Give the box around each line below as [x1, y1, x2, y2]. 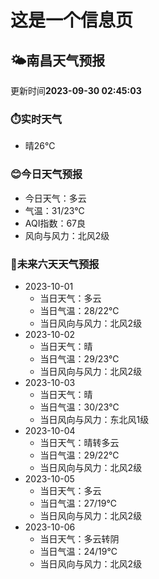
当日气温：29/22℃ [39, 449, 120, 461]
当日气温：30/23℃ [39, 401, 120, 413]
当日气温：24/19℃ [39, 545, 118, 557]
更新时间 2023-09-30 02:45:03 [10, 85, 142, 96]
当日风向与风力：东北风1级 [39, 413, 150, 425]
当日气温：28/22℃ [39, 304, 120, 316]
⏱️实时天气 [10, 112, 63, 126]
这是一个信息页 [10, 9, 134, 32]
